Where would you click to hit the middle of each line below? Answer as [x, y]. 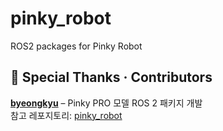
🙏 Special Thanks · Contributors [111, 77]
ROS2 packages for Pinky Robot [76, 46]
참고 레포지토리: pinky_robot [66, 115]
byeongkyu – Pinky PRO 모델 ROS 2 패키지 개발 [106, 103]
